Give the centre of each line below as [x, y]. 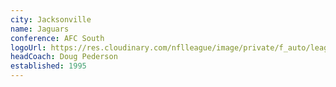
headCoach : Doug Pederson [64, 57]
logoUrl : [28, 47]
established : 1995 [48, 66]
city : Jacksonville [51, 19]
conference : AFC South [57, 38]
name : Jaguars [40, 29]
